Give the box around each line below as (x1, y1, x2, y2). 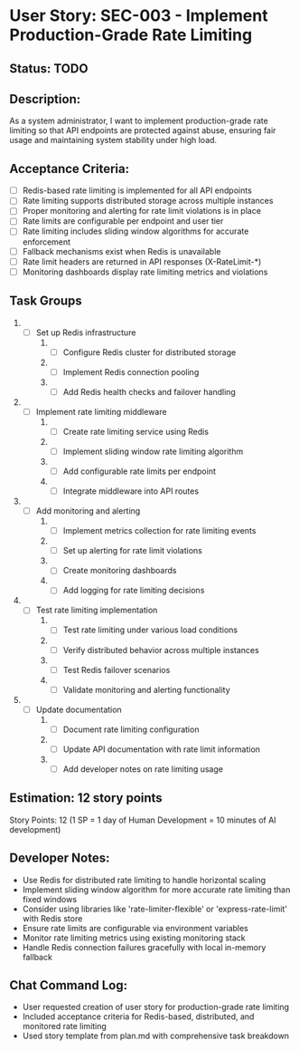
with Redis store (22, 912, 83, 924)
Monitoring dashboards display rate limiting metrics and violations (22, 266, 268, 277)
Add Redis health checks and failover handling (62, 386, 237, 397)
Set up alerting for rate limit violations (62, 545, 203, 556)
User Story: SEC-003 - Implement (9, 5, 268, 26)
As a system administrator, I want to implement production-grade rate (9, 115, 268, 127)
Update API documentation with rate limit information (62, 744, 260, 755)
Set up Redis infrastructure (35, 327, 136, 338)
